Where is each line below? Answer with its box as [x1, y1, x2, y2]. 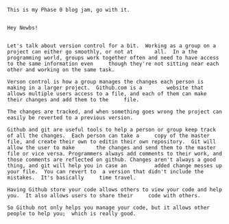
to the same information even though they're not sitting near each [7, 60, 219, 67]
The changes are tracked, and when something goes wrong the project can [7, 108, 223, 115]
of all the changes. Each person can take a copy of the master [7, 132, 210, 139]
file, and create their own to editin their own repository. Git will [7, 138, 216, 145]
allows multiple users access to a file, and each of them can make [7, 90, 207, 97]
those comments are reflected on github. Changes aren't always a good [7, 156, 216, 163]
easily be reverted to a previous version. [7, 114, 134, 121]
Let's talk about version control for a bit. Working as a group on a [7, 42, 216, 49]
